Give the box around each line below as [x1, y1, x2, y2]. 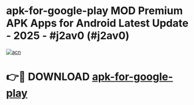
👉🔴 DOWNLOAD [6, 70, 90, 83]
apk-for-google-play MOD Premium [6, 4, 183, 18]
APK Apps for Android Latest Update [6, 16, 189, 30]
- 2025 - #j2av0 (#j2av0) [6, 29, 130, 42]
